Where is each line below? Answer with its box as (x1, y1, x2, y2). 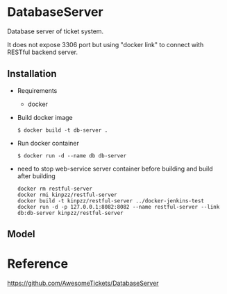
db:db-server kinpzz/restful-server (17, 209, 124, 216)
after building (17, 171, 56, 180)
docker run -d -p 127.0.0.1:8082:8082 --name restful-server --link (17, 203, 220, 210)
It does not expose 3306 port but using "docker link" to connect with (7, 40, 204, 49)
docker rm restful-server (17, 185, 92, 192)
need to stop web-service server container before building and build (17, 164, 213, 173)
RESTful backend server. (7, 48, 78, 56)
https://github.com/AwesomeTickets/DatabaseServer (7, 279, 159, 288)
